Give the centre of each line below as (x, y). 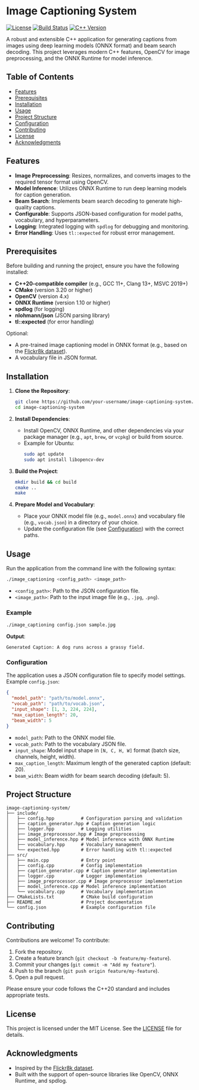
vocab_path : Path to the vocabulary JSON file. (71, 744)
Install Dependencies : (42, 419)
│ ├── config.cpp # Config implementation (74, 866)
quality (23, 207)
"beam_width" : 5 (32, 720)
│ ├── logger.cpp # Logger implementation (74, 876)
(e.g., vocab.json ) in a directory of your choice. (81, 523)
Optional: (17, 334)
